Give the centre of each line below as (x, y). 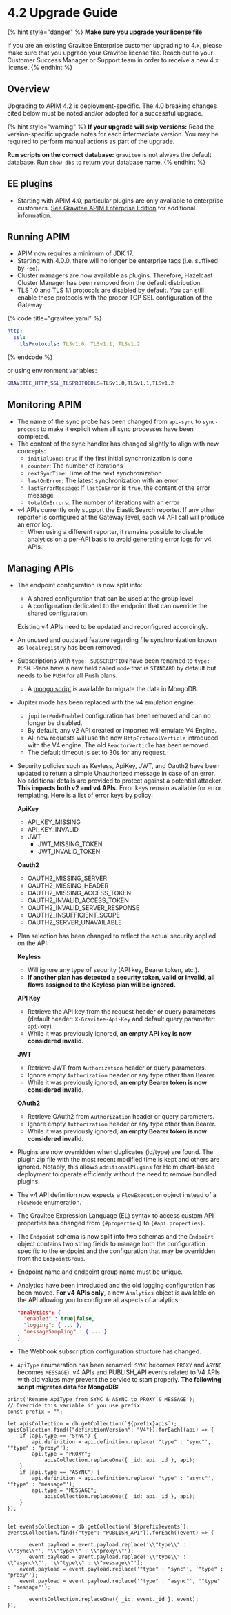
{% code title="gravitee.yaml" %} (54, 318)
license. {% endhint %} (40, 67)
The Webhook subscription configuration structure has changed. (109, 1351)
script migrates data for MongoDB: (68, 1387)
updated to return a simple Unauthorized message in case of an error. (116, 773)
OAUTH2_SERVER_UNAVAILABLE (74, 922)
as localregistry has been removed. (70, 647)
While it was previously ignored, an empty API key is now (109, 1033)
